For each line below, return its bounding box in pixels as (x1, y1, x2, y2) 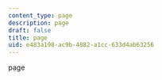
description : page (8, 19, 69, 27)
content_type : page (8, 11, 73, 20)
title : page (8, 33, 48, 42)
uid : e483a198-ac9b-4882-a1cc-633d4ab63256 (8, 41, 155, 49)
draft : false (8, 26, 52, 34)
